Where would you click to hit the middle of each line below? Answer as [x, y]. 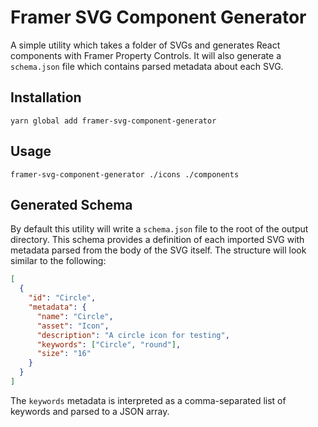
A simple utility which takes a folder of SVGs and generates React [145, 45]
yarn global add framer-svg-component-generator [113, 121]
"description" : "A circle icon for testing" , [133, 335]
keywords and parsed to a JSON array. [90, 411]
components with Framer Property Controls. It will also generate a [146, 55]
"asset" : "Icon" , [73, 326]
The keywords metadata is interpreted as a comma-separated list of [148, 400]
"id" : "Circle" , [62, 298]
